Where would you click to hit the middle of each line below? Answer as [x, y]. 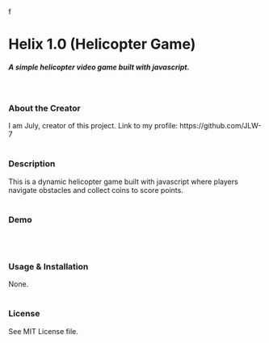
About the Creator [44, 108]
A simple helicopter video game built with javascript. [99, 67]
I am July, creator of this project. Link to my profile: [93, 126]
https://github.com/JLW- [221, 126]
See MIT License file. [44, 331]
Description [32, 164]
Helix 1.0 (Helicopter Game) [102, 44]
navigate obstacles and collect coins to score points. [96, 190]
